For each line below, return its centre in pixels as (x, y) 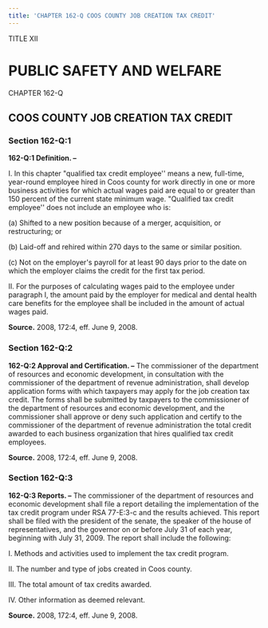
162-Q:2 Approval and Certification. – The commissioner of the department (134, 365)
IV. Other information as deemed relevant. (77, 599)
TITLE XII (23, 38)
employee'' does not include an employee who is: (90, 208)
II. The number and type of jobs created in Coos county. (100, 569)
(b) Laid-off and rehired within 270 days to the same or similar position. (125, 247)
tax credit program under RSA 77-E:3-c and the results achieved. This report (134, 512)
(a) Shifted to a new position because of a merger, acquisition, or (115, 223)
